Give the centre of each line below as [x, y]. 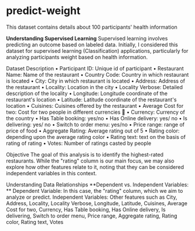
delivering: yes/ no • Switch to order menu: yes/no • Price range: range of [95, 124]
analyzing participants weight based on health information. [77, 57]
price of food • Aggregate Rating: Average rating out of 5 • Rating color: [93, 131]
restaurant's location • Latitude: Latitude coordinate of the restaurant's [91, 99]
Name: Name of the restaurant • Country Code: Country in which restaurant [97, 74]
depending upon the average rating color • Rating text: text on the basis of [96, 137]
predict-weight [43, 11]
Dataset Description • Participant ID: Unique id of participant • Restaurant [95, 68]
